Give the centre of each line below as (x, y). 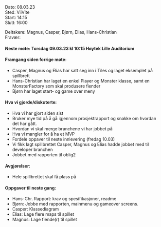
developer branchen (32, 149)
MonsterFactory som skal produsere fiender (56, 86)
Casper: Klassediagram (36, 209)
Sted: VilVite (18, 12)
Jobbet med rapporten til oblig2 (44, 155)
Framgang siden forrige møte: (36, 60)
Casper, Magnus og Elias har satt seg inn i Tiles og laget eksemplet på (82, 70)
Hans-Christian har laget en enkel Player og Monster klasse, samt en (81, 81)
